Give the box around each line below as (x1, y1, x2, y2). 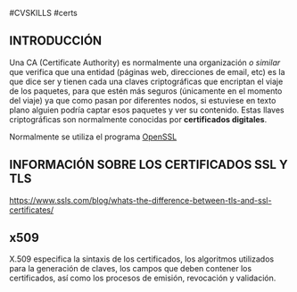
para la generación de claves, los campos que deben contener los (9, 263, 252, 274)
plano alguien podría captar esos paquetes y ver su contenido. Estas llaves (9, 104, 285, 115)
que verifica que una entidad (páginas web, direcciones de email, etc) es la (9, 66, 285, 77)
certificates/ (9, 204, 54, 215)
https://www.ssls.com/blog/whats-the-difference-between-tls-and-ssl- (9, 195, 272, 205)
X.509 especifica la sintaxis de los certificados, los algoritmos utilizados (9, 254, 275, 264)
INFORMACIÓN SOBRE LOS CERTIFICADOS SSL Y (9, 157, 288, 172)
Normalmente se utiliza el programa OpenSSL (9, 131, 177, 142)
